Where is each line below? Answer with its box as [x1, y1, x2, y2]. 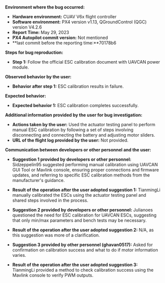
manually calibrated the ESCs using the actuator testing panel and [12, 192, 146, 198]
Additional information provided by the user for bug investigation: [5, 112, 143, 118]
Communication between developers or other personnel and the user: [5, 147, 151, 152]
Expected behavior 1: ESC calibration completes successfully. [12, 103, 139, 108]
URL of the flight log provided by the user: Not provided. [12, 138, 129, 143]
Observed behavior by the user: [5, 74, 72, 79]
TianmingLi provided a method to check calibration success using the [12, 267, 154, 273]
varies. [12, 252, 26, 258]
